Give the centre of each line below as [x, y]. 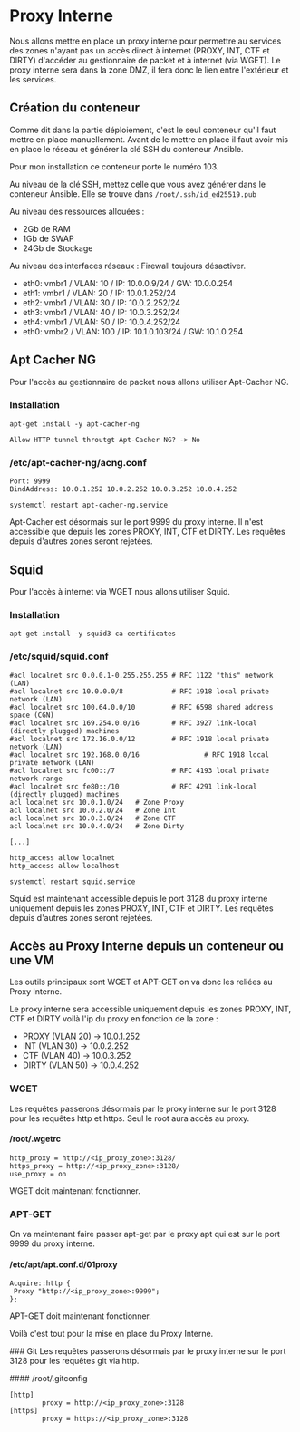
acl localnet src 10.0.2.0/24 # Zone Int [93, 810]
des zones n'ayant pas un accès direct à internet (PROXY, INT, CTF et [140, 50]
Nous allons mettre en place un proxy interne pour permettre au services [145, 41]
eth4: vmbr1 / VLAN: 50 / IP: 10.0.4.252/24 [102, 322]
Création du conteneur [75, 108]
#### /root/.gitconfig [48, 1379]
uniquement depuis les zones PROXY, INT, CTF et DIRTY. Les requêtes [141, 908]
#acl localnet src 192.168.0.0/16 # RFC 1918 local [140, 755]
